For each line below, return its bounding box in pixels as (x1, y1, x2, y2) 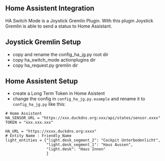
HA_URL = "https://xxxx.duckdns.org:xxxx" (5, 129, 97, 134)
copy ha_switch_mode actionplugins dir (12, 57, 96, 63)
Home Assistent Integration (5, 4, 95, 13)
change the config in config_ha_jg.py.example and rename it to (12, 96, 145, 102)
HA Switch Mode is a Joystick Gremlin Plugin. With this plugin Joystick (5, 17, 154, 23)
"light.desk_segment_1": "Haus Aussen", (46, 142, 133, 147)
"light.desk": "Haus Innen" (46, 147, 106, 152)
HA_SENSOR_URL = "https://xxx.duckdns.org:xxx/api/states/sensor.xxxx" (5, 116, 160, 121)
